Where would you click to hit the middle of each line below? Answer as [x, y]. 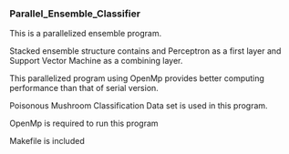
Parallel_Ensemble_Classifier [75, 14]
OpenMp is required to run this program [84, 123]
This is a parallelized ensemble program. [86, 34]
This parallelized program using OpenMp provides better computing [137, 78]
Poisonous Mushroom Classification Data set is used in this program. [139, 106]
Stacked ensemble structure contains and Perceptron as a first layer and [145, 51]
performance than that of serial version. [84, 88]
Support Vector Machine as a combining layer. [96, 61]
